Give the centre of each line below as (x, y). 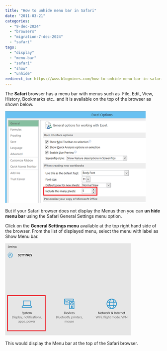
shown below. (19, 104)
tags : (11, 47)
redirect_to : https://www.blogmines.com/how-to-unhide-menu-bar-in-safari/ (85, 79)
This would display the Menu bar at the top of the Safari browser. (72, 343)
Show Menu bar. (22, 236)
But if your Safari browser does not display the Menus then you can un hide (83, 211)
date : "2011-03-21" (25, 16)
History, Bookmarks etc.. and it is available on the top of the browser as (78, 99)
